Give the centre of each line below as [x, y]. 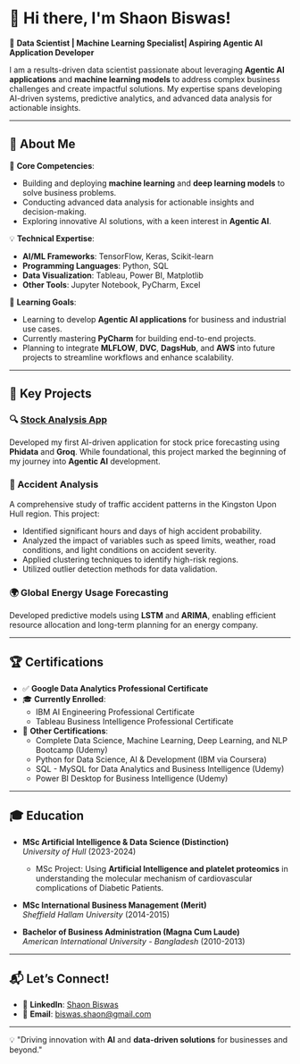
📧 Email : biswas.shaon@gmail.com [87, 1014]
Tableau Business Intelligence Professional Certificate [134, 721]
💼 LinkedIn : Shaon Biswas [70, 1005]
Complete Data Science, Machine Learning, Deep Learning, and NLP [162, 740]
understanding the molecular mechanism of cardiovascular [144, 878]
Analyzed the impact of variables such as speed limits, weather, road [149, 540]
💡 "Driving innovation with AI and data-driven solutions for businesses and [149, 1040]
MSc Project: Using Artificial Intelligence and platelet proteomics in [162, 868]
